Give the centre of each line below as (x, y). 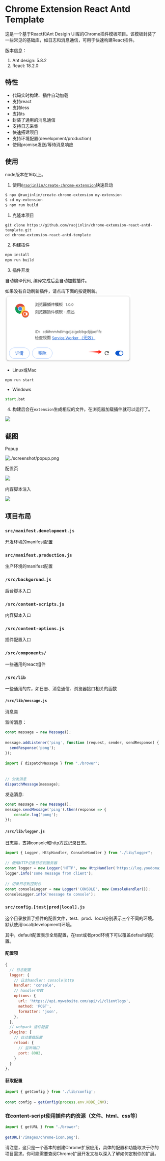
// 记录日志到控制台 (23, 884)
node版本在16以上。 (25, 174)
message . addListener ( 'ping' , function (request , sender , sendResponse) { (82, 743)
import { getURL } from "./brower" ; (42, 1127)
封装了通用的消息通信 (34, 120)
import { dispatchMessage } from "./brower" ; (52, 763)
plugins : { (21, 1032)
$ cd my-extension (24, 200)
